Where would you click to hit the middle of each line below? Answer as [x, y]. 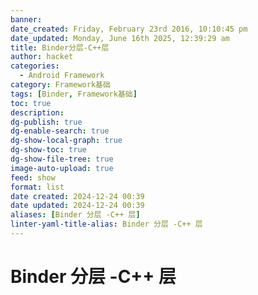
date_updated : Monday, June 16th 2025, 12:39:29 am [120, 38]
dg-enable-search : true [60, 131]
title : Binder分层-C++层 [60, 47]
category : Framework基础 [60, 85]
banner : [26, 19]
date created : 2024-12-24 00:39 [77, 196]
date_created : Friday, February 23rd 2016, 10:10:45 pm [129, 29]
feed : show [33, 177]
